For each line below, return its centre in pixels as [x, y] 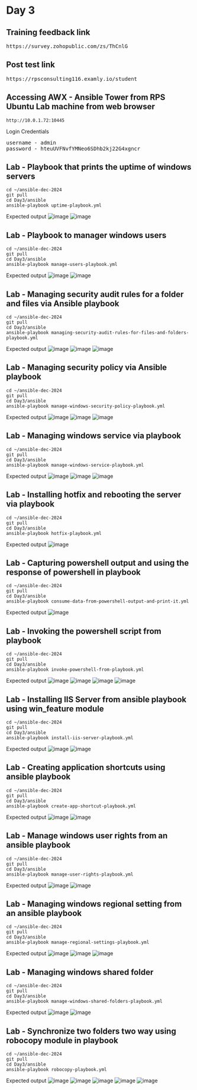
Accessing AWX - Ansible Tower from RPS [86, 98]
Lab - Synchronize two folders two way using [91, 1031]
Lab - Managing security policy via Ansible [87, 368]
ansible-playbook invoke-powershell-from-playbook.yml [75, 670]
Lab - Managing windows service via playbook [94, 436]
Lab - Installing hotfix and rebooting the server [94, 495]
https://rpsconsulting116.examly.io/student [72, 79]
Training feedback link [48, 32]
